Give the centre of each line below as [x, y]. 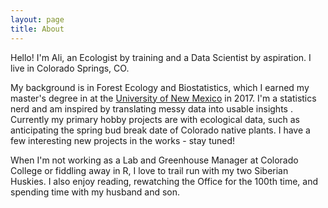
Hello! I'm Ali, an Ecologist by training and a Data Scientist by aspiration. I [161, 57]
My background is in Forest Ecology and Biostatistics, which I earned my [160, 87]
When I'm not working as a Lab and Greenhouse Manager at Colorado [154, 160]
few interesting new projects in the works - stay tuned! [123, 140]
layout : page [37, 19]
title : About [37, 29]
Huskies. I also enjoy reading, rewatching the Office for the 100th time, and [164, 181]
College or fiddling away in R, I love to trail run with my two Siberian [149, 170]
